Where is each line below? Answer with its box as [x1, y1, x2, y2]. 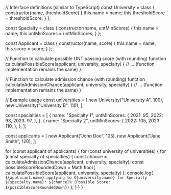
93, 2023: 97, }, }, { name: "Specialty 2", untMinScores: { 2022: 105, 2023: [5, 118, 161, 124]
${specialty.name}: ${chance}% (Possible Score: [5, 180, 111, 185]
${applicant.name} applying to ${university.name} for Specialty [5, 175, 147, 180]
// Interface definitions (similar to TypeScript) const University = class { [5, 5, 155, 10]
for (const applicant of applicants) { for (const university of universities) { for [5, 148, 166, 154]
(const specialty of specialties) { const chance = [5, 154, 107, 159]
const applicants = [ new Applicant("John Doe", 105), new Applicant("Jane [5, 133, 161, 139]
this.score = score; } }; [5, 46, 53, 51]
